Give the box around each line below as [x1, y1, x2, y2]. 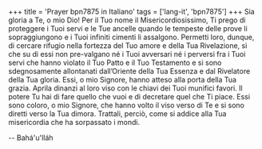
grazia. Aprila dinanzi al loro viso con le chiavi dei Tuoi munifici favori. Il [8, 83, 243, 93]
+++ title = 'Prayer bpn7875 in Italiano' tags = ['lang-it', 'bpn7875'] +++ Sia [8, 7, 255, 16]
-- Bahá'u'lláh [8, 133, 54, 143]
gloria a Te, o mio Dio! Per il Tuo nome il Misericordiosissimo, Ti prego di [8, 15, 246, 25]
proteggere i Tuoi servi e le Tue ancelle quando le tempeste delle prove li [8, 24, 248, 33]
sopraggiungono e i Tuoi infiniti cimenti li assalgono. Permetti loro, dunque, [8, 32, 255, 42]
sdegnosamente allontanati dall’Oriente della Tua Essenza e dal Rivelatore [8, 66, 251, 75]
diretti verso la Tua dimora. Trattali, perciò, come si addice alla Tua [8, 109, 227, 119]
